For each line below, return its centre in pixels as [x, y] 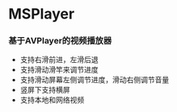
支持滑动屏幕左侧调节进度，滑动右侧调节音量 [95, 80]
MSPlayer [42, 14]
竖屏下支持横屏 [45, 90]
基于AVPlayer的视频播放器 [60, 41]
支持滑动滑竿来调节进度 [59, 70]
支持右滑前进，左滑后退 [59, 60]
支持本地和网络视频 [52, 100]
